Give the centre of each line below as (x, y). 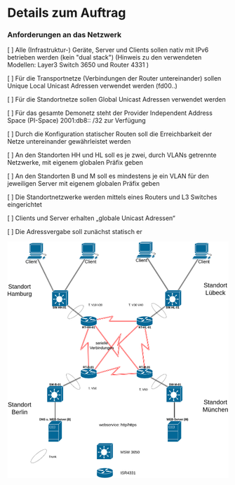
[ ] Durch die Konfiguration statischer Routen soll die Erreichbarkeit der (110, 134)
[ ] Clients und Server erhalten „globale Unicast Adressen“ (91, 218)
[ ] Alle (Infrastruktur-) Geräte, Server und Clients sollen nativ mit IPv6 (108, 50)
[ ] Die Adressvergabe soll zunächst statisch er (75, 232)
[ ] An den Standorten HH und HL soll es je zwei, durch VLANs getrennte (112, 155)
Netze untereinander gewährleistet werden (69, 142)
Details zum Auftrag (67, 13)
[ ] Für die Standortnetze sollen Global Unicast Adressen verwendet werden (116, 100)
